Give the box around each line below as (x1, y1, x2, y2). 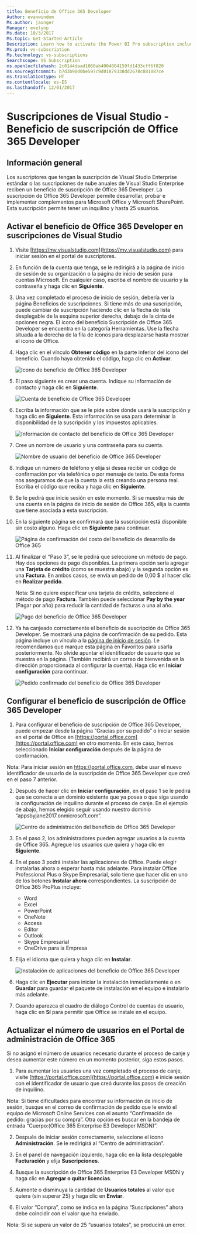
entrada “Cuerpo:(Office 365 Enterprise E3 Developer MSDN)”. (6, 1122, 158, 1129)
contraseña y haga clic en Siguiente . (15, 282, 104, 290)
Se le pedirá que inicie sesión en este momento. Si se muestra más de (15, 494, 184, 501)
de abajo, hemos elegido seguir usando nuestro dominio (15, 806, 151, 813)
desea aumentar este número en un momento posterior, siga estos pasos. (6, 1056, 185, 1063)
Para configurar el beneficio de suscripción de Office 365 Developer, (15, 721, 182, 728)
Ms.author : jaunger (6, 19, 54, 25)
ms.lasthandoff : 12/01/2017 (6, 85, 75, 91)
